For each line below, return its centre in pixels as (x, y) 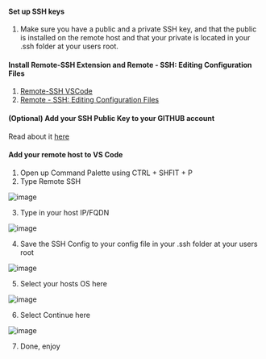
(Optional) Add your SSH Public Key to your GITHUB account (112, 118)
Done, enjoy (40, 346)
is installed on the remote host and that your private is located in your (135, 38)
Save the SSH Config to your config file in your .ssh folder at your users (139, 244)
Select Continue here (55, 315)
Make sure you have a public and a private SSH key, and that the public (138, 29)
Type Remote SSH (50, 181)
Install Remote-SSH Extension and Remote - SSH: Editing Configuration (130, 65)
